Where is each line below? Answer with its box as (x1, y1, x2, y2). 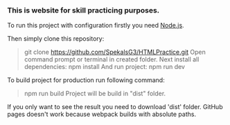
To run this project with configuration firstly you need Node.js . (7, 21, 185, 30)
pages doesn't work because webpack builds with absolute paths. (7, 110, 196, 119)
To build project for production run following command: (7, 76, 165, 84)
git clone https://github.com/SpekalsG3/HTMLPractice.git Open (24, 48, 206, 57)
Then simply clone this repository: (7, 35, 105, 43)
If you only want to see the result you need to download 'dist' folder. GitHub (7, 103, 223, 111)
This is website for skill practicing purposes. (7, 6, 160, 15)
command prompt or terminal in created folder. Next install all (24, 55, 200, 64)
